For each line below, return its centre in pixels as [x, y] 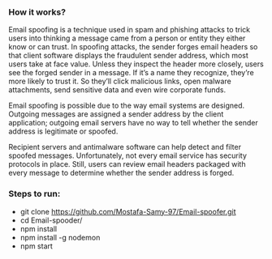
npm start [36, 246]
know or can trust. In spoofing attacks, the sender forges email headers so [133, 47]
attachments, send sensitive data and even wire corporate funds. [117, 90]
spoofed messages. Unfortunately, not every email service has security [128, 155]
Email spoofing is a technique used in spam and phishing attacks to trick [130, 30]
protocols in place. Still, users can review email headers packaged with [127, 164]
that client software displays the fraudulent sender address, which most [129, 56]
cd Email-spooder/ [51, 220]
